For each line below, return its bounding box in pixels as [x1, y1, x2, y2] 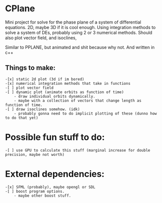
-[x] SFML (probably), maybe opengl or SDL [5, 184, 96, 189]
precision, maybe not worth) [5, 152, 65, 157]
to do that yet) [5, 115, 38, 120]
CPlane [5, 3, 35, 14]
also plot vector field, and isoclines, [5, 35, 77, 41]
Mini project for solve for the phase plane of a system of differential [5, 19, 141, 25]
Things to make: [5, 64, 55, 72]
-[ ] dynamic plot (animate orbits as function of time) [5, 89, 124, 95]
